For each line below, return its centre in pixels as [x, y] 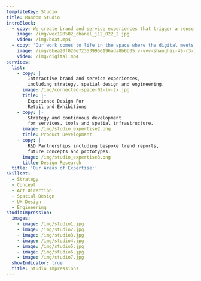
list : [19, 68]
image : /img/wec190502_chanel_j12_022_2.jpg [73, 34]
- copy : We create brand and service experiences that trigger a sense [103, 29]
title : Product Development [57, 135]
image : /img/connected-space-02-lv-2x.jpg [76, 90]
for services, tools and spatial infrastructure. [91, 124]
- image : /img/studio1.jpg [51, 224]
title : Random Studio [33, 17]
